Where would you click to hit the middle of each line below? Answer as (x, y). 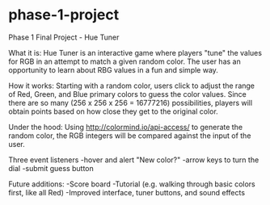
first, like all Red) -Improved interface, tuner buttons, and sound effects (127, 192)
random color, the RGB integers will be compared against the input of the (130, 136)
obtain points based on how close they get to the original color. (113, 111)
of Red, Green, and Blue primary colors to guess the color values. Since (127, 94)
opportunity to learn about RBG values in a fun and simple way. (113, 69)
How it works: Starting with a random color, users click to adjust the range (132, 86)
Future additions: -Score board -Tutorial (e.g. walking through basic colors (132, 184)
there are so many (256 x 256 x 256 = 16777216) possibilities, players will (131, 102)
